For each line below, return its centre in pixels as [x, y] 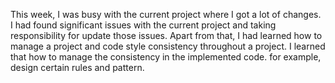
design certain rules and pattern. [77, 67]
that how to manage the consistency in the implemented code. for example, [166, 57]
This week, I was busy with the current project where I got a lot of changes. [166, 14]
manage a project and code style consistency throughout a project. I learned [168, 46]
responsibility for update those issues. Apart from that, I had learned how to [166, 35]
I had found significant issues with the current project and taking [143, 25]
